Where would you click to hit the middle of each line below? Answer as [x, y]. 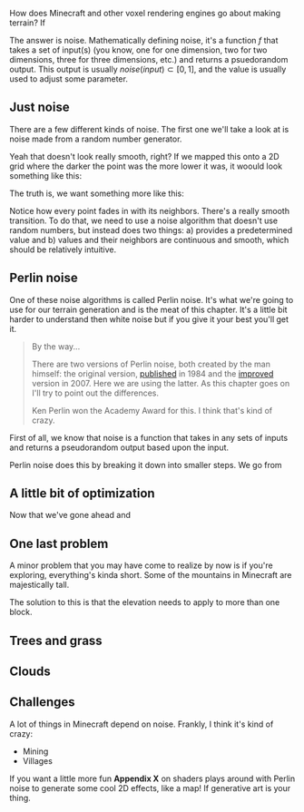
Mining [35, 751]
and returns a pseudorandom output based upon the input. [119, 447]
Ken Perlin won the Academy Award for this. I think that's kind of [152, 410]
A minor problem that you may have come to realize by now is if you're [142, 565]
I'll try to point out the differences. [95, 393]
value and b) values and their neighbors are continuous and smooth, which [149, 240]
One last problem [59, 543]
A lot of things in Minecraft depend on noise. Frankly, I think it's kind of [142, 724]
